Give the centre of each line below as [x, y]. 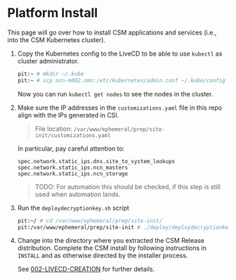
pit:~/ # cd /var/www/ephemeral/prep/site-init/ [90, 221]
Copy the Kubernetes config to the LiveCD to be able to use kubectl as [120, 53]
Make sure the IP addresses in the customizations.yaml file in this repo [120, 108]
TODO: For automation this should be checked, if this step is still [128, 186]
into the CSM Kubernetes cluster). [57, 39]
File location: [53, 129]
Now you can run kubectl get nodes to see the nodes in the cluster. [115, 94]
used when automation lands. [78, 194]
